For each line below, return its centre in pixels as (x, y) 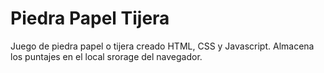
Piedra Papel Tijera (90, 18)
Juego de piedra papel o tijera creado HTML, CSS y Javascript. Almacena (162, 46)
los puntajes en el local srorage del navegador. (106, 56)
